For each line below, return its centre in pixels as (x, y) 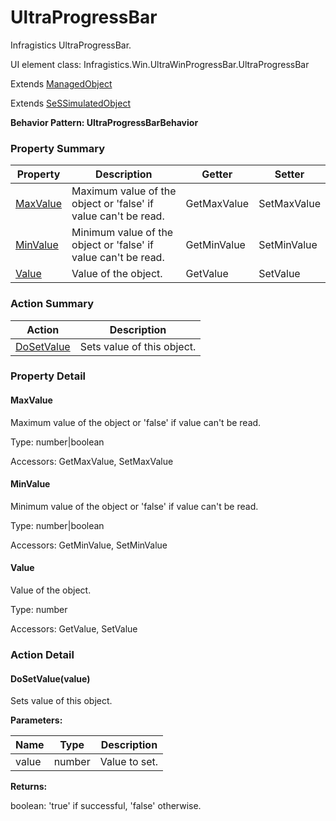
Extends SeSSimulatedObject (70, 103)
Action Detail (42, 654)
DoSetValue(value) (50, 678)
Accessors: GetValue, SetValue (74, 629)
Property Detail (48, 376)
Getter (217, 174)
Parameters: (36, 720)
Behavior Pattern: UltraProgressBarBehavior (104, 122)
